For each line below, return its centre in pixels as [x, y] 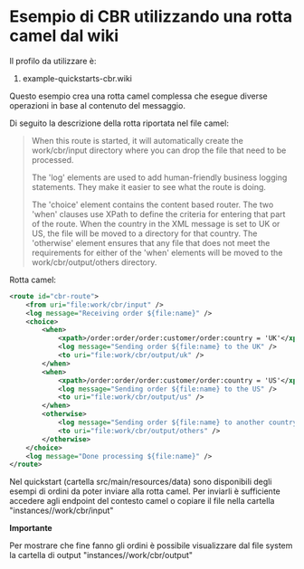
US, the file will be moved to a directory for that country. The [144, 233]
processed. [52, 159]
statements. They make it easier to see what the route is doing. [149, 186]
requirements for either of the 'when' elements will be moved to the [157, 252]
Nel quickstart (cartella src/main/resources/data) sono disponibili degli [141, 482]
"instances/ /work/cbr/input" [62, 511]
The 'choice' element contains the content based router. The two [152, 204]
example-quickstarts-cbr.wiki [77, 78]
